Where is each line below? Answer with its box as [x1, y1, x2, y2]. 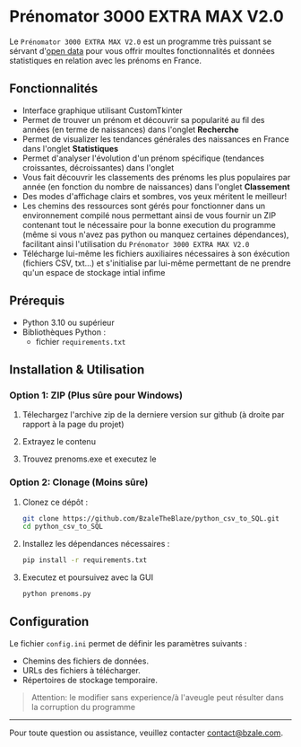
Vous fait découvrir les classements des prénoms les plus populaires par [21, 171, 291, 182]
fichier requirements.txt [35, 336, 126, 347]
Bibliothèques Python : [21, 326, 106, 338]
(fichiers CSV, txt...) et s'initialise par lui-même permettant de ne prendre [21, 258, 291, 268]
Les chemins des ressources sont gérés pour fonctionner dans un [21, 200, 266, 211]
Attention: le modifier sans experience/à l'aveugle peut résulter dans [30, 691, 284, 702]
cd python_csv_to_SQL [21, 523, 103, 532]
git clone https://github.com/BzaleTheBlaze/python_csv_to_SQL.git [21, 514, 279, 523]
